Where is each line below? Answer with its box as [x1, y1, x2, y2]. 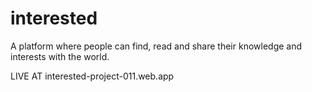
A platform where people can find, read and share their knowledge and [10, 40, 303, 52]
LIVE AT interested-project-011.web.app [10, 70, 175, 82]
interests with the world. [10, 50, 110, 62]
